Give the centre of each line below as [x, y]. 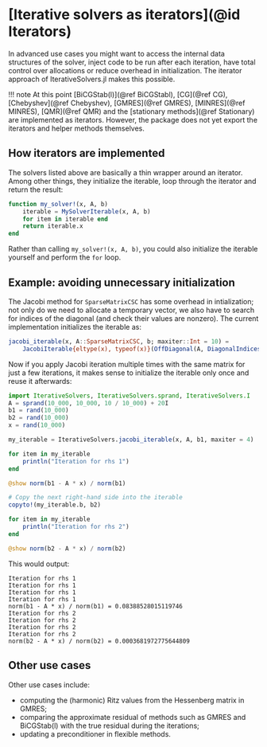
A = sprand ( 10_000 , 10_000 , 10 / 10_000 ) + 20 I [89, 403]
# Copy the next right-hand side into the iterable [95, 498]
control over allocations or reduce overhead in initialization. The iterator [125, 70]
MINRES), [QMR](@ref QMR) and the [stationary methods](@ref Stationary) [132, 111]
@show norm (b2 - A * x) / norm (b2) [67, 548]
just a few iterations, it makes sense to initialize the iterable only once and [129, 373]
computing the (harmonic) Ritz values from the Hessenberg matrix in [132, 700]
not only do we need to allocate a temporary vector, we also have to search [132, 310]
